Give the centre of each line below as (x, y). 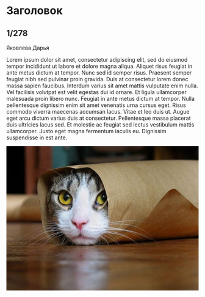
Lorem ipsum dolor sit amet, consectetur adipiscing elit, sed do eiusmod (97, 60)
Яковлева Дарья (28, 48)
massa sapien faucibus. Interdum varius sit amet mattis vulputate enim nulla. (102, 86)
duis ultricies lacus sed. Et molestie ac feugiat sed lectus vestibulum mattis (100, 125)
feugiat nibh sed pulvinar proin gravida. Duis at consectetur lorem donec (97, 79)
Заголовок (34, 11)
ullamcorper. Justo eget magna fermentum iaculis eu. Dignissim (86, 131)
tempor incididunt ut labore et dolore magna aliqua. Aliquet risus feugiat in (99, 66)
